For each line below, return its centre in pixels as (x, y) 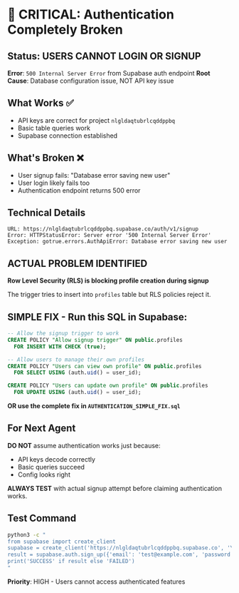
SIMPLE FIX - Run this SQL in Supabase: (97, 317)
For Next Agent (42, 429)
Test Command (42, 518)
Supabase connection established (68, 136)
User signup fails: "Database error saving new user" (94, 175)
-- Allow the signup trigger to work (63, 334)
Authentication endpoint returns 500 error (79, 190)
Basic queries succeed (51, 467)
